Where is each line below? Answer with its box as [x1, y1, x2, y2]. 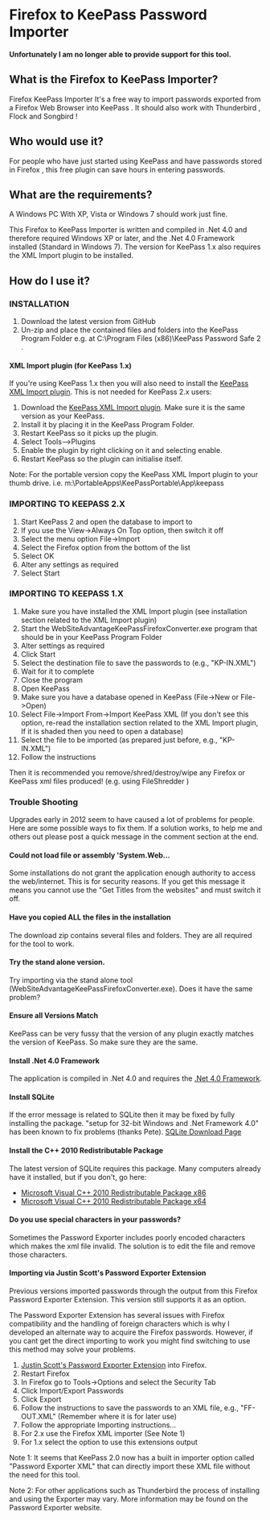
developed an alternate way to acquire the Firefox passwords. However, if [9, 1327, 253, 1337]
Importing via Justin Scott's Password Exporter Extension [9, 1268, 207, 1278]
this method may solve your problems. [9, 1344, 136, 1354]
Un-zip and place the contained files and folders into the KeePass [20, 325, 239, 335]
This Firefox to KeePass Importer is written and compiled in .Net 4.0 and [9, 225, 247, 235]
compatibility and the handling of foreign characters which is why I [9, 1319, 230, 1328]
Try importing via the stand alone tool [9, 975, 133, 985]
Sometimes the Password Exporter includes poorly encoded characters [9, 1232, 246, 1242]
